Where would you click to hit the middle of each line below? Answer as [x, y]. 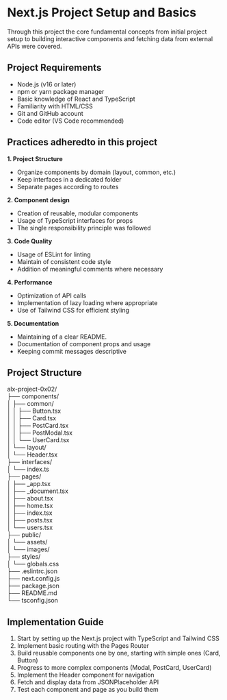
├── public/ [24, 535]
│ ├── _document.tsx [38, 491]
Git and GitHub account [50, 113]
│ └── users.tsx [30, 528]
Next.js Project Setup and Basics [102, 13]
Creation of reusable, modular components [78, 213]
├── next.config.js [34, 579]
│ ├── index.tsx [30, 513]
